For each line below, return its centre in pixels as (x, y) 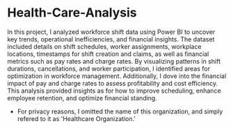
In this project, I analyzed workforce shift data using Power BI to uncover (111, 32)
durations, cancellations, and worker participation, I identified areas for (109, 68)
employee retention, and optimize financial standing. (82, 98)
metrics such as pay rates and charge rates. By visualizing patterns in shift (114, 61)
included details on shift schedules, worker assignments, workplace (104, 46)
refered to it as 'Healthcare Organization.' (77, 118)
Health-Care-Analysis (72, 13)
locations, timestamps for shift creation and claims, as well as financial (108, 54)
